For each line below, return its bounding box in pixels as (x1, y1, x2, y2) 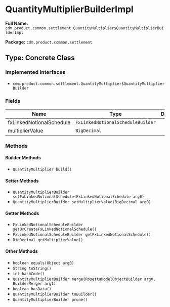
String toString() (12, 266, 52, 271)
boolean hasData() (12, 286, 52, 291)
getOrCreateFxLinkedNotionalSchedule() (12, 227, 97, 232)
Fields (5, 97, 21, 104)
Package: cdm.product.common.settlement (5, 39, 93, 45)
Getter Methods (5, 210, 39, 216)
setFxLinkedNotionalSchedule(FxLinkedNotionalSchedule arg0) (12, 194, 145, 199)
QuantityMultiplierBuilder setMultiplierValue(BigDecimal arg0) (12, 200, 151, 205)
